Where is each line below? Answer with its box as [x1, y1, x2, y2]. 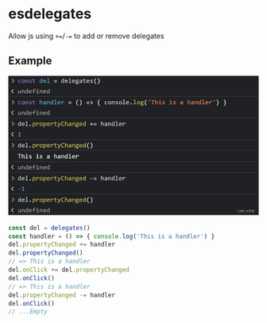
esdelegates [8, 5, 92, 23]
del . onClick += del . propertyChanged [8, 266, 130, 274]
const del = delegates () [8, 224, 91, 232]
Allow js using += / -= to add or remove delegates [8, 31, 164, 41]
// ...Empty [8, 308, 48, 316]
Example [8, 54, 52, 68]
